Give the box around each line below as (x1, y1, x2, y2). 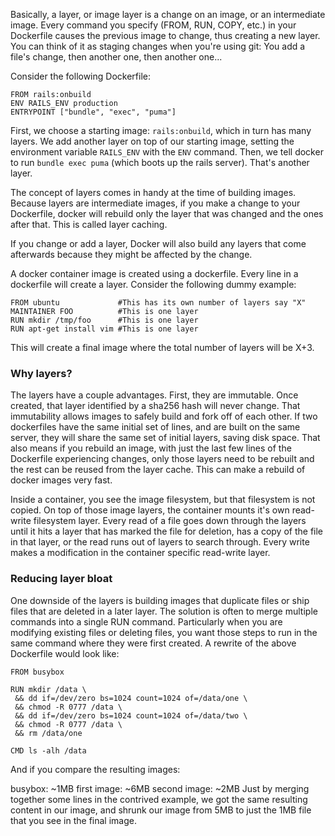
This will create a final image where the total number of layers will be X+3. (10, 342, 315, 353)
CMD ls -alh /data (10, 745, 87, 756)
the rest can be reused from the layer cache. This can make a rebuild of (10, 464, 306, 476)
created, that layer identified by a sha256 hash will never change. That (10, 400, 301, 412)
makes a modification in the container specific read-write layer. (10, 547, 271, 559)
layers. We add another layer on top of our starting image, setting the (10, 135, 295, 147)
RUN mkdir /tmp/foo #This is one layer (10, 315, 199, 325)
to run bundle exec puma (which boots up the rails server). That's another (10, 157, 310, 168)
